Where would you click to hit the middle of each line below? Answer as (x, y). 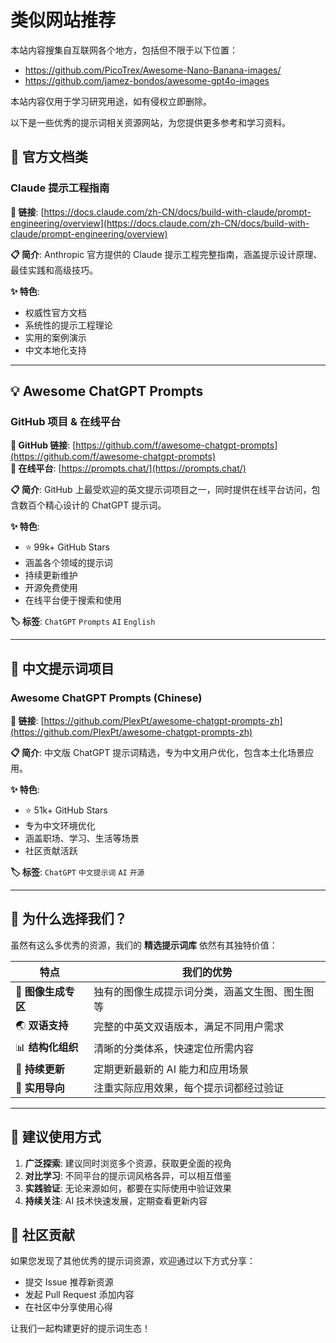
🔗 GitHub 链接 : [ (43, 445)
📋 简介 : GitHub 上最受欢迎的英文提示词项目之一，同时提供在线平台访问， (161, 490)
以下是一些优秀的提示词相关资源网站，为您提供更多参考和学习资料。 (150, 122)
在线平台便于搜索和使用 (73, 600)
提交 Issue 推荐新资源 (69, 1282)
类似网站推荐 (63, 20)
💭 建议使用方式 (56, 1137)
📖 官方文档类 (49, 157)
